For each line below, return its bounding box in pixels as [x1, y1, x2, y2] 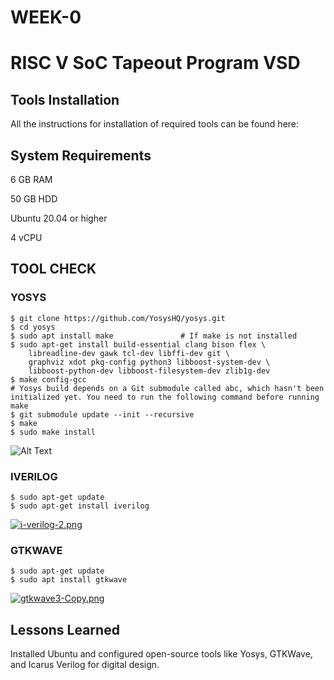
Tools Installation [10, 91, 120, 108]
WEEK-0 [10, 6, 82, 29]
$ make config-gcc [10, 374, 87, 385]
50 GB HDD [10, 193, 58, 205]
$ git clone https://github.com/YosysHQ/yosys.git [10, 313, 226, 323]
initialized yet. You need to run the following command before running [10, 392, 320, 402]
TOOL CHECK [10, 261, 97, 278]
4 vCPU [10, 232, 43, 243]
